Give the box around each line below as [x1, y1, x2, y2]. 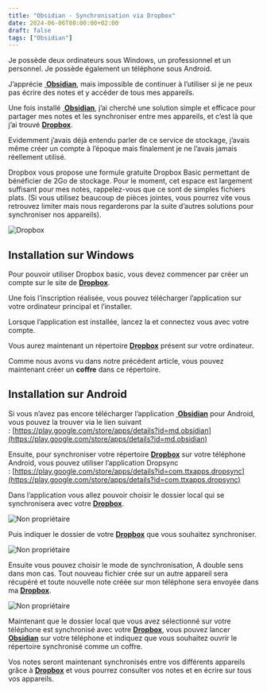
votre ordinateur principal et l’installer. [8, 302, 133, 311]
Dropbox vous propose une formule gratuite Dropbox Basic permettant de [8, 168, 250, 177]
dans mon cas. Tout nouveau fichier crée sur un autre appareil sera [8, 569, 229, 578]
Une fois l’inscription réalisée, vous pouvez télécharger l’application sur [8, 293, 242, 303]
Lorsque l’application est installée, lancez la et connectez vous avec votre [8, 317, 250, 326]
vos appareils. [8, 674, 54, 683]
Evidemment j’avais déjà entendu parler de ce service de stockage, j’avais [8, 136, 250, 145]
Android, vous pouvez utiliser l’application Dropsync [8, 457, 179, 467]
